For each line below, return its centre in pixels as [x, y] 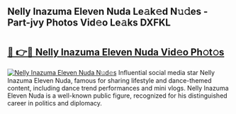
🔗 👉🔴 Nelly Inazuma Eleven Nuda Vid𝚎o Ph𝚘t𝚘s [116, 52]
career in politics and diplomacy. [55, 103]
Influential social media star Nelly [166, 73]
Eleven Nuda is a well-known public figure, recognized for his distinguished [118, 96]
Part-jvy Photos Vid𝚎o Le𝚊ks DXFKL [89, 23]
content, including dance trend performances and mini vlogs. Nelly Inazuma [118, 88]
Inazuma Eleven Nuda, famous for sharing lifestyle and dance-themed [109, 80]
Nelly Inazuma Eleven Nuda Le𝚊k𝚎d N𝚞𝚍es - [108, 12]
